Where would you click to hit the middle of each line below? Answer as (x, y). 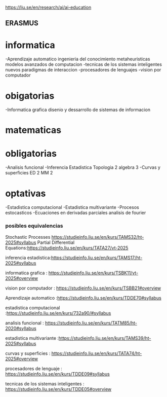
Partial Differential (56, 242)
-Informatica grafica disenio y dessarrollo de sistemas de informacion (78, 110)
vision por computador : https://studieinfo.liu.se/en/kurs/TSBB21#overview (83, 288)
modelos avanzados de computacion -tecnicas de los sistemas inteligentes (83, 64)
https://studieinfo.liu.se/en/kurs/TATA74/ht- (97, 353)
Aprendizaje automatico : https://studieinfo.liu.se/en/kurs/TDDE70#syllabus (83, 298)
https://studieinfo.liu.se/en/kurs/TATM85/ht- (91, 323)
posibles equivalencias (34, 226)
